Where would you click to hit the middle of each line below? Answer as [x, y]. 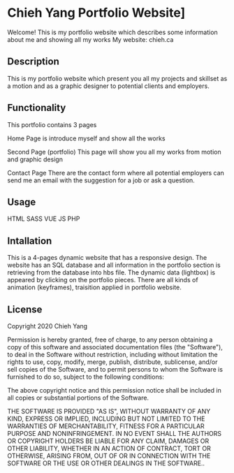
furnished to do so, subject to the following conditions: [86, 377]
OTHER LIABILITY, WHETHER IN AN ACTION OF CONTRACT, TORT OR [109, 448]
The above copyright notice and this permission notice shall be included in [114, 390]
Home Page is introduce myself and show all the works [86, 138]
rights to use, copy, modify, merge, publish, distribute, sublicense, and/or [112, 362]
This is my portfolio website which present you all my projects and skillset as [117, 78]
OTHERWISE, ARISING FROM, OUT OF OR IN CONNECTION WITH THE [109, 456]
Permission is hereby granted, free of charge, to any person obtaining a [110, 340]
